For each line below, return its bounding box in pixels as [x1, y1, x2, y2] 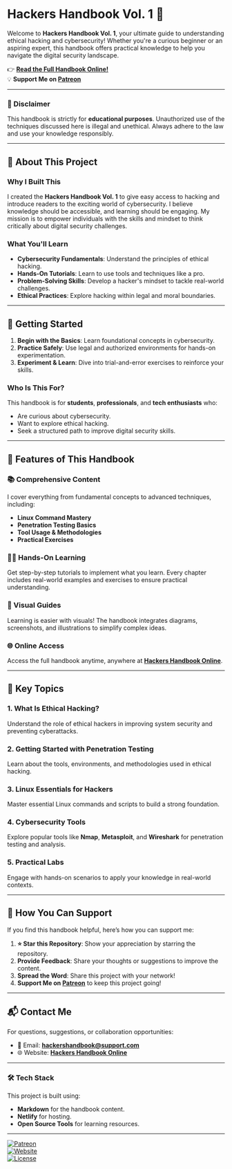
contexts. [7, 881, 34, 889]
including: [7, 501, 36, 509]
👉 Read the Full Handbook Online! [7, 65, 109, 73]
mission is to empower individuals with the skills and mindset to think [7, 214, 204, 223]
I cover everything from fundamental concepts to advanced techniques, [7, 493, 212, 501]
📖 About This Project [7, 156, 98, 168]
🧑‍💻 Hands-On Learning [7, 552, 86, 562]
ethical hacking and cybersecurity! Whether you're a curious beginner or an [7, 36, 223, 44]
